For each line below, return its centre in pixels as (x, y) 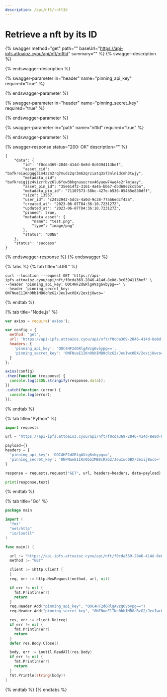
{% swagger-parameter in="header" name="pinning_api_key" (68, 78)
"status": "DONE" (41, 234)
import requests (22, 428)
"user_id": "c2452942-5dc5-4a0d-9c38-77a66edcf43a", (79, 199)
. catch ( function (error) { (33, 390)
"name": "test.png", (53, 221)
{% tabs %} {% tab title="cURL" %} (42, 266)
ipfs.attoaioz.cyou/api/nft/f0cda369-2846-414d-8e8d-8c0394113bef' (77, 280)
